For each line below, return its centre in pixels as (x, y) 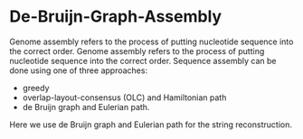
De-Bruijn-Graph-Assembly (116, 17)
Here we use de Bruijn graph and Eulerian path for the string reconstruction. (151, 125)
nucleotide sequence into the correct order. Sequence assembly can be (143, 60)
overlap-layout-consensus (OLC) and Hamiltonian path (124, 97)
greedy (36, 88)
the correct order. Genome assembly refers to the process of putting (137, 51)
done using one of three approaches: (78, 70)
